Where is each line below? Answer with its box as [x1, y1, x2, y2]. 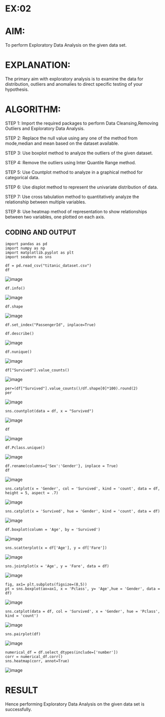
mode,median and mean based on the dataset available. [5, 140, 120, 146]
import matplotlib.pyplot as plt [5, 250, 74, 255]
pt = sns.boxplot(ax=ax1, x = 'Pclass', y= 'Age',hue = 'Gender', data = [5, 586, 161, 591]
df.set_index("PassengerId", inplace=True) [5, 322, 96, 327]
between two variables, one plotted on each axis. [5, 214, 105, 220]
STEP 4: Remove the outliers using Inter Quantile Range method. [5, 160, 136, 165]
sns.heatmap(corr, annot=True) [5, 658, 70, 663]
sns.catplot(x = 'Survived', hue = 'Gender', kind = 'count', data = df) [5, 509, 161, 514]
